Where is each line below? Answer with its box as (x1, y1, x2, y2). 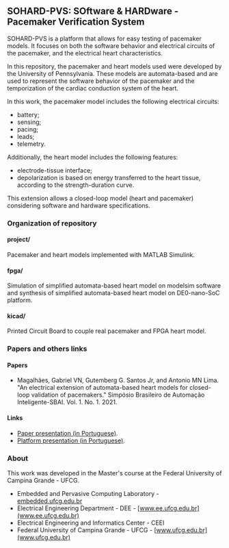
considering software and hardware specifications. (7, 201, 150, 210)
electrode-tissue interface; (16, 166, 92, 174)
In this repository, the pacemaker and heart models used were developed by (7, 62, 222, 71)
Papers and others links (7, 344, 87, 353)
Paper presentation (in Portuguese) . (16, 429, 118, 437)
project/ (7, 236, 31, 244)
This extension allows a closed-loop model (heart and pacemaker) (7, 194, 194, 202)
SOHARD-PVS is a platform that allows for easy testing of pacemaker (7, 34, 202, 42)
